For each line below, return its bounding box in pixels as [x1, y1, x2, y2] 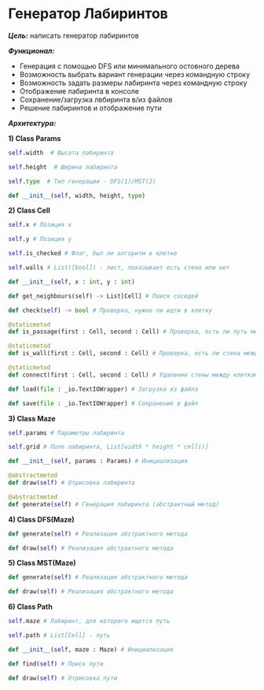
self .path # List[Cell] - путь [8, 632, 111, 640]
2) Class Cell [8, 206, 50, 215]
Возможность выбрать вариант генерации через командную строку [19, 69, 251, 79]
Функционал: [8, 46, 55, 55]
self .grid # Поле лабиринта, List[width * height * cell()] [8, 443, 210, 451]
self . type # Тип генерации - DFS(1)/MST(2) [8, 177, 156, 185]
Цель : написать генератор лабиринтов [8, 31, 139, 40]
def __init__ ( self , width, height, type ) [8, 191, 146, 199]
